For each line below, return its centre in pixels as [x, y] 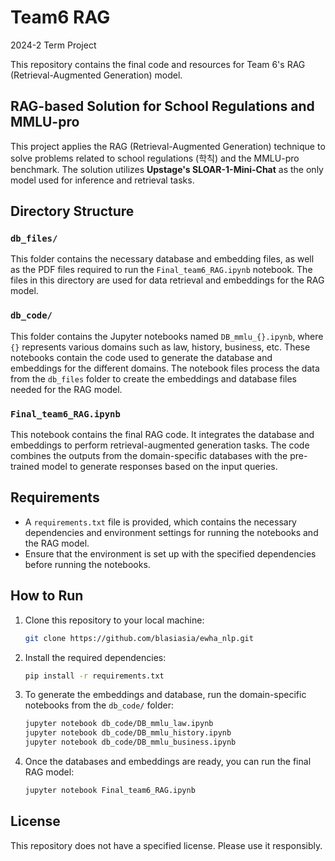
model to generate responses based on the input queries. [159, 467]
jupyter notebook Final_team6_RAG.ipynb [110, 791]
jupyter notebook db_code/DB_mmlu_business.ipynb [130, 742]
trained [25, 467]
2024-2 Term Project [53, 45]
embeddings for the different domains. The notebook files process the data [165, 368]
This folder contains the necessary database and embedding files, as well [162, 259]
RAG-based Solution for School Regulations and [162, 106]
